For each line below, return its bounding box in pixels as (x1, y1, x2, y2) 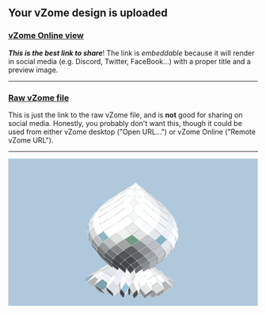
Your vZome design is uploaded (8, 6, 168, 20)
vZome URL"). (8, 135, 54, 145)
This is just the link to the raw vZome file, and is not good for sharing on (8, 110, 243, 120)
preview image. (8, 65, 59, 74)
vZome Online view (8, 30, 85, 41)
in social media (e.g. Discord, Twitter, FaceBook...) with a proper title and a (8, 56, 251, 66)
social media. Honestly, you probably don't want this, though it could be (8, 118, 243, 128)
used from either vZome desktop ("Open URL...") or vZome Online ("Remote (8, 127, 256, 136)
